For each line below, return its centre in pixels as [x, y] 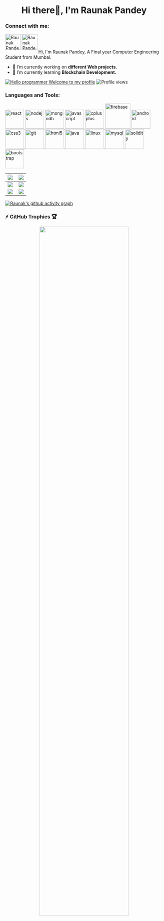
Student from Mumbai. [28, 57]
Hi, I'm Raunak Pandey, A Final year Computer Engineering [98, 52]
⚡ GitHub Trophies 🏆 [31, 217]
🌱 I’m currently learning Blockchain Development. [64, 72]
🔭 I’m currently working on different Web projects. [65, 67]
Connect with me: [27, 26]
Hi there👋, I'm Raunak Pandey [84, 10]
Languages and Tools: [32, 95]
